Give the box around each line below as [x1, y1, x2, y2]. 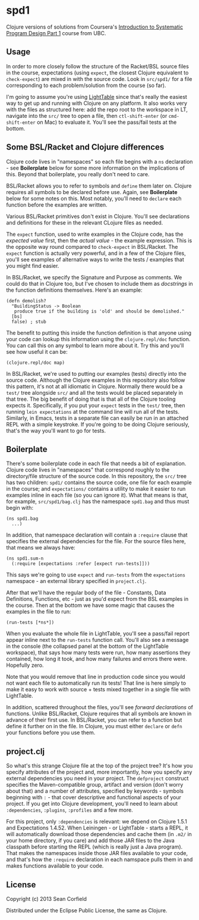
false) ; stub [11, 319, 46, 325]
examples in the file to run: [6, 608, 71, 615]
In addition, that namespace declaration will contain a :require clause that [6, 531, 188, 539]
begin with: [6, 504, 34, 512]
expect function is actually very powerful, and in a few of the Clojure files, [6, 250, 186, 257]
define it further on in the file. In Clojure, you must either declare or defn [6, 723, 182, 730]
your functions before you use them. [6, 729, 96, 736]
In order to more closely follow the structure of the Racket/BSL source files [6, 63, 189, 70]
